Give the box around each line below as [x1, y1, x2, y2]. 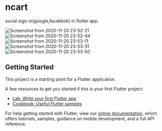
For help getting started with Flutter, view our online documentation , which [5, 110, 158, 116]
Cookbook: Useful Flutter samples [12, 101, 82, 107]
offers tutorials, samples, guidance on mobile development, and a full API [5, 116, 155, 122]
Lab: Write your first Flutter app [12, 95, 77, 101]
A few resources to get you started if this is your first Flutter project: [5, 86, 144, 92]
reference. [5, 121, 26, 127]
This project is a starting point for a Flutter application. [5, 76, 116, 82]
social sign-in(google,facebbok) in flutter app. [5, 18, 99, 24]
